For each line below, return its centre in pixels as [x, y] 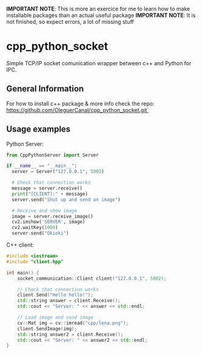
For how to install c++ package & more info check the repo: [80, 104]
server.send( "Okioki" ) [40, 233]
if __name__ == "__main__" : [42, 166]
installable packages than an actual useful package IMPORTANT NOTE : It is [101, 15]
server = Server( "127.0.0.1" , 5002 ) [58, 172]
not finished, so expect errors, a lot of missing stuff [70, 22]
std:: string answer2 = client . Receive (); [70, 335]
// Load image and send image [56, 317]
